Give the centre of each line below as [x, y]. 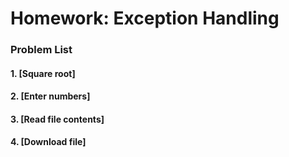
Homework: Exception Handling [145, 18]
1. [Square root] [43, 73]
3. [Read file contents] [57, 119]
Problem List [41, 50]
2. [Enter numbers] [50, 96]
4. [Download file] [48, 142]
